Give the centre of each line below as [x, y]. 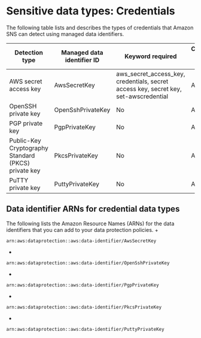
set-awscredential [142, 96]
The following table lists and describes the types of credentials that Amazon [100, 28]
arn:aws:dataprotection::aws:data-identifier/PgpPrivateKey [83, 285]
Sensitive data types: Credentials [91, 11]
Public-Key [25, 140]
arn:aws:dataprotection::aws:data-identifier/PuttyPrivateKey [85, 329]
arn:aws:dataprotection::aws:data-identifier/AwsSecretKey [81, 241]
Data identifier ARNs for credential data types [93, 209]
